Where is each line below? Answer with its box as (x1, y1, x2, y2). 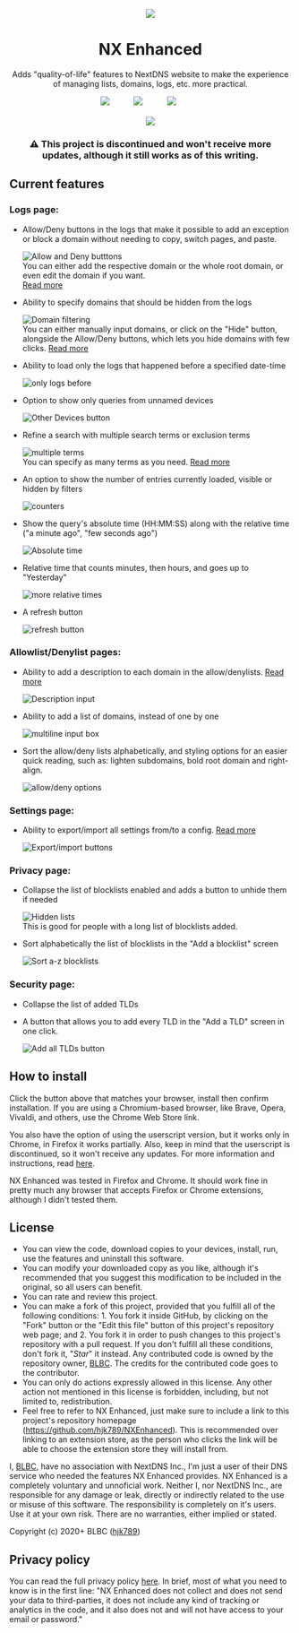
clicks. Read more (21, 342, 89, 353)
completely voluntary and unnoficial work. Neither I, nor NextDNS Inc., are (9, 1480, 283, 1491)
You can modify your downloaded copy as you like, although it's (21, 1263, 260, 1274)
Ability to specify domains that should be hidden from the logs (21, 297, 252, 307)
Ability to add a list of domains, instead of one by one (21, 711, 219, 721)
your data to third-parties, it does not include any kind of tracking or (9, 1595, 260, 1606)
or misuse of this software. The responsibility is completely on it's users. (9, 1499, 277, 1510)
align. (21, 765, 43, 775)
